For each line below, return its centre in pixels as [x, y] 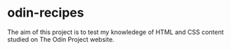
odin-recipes [46, 13]
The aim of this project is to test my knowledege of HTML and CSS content [115, 32]
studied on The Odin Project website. [61, 39]
